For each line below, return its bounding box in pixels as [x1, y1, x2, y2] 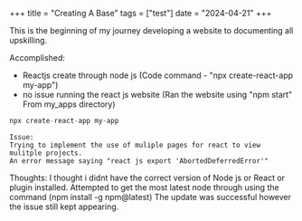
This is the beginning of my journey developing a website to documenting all [9, 25, 294, 35]
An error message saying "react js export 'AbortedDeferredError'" [9, 156, 269, 166]
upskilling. [9, 35, 48, 45]
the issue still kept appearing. [9, 201, 119, 212]
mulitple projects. [9, 149, 83, 158]
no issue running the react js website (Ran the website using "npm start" [22, 90, 293, 100]
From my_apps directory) [22, 99, 116, 110]
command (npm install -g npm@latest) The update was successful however [9, 191, 292, 202]
